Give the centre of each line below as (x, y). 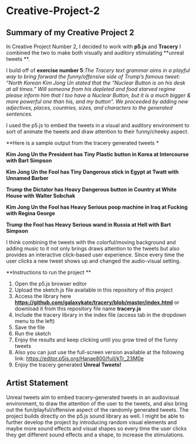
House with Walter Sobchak (41, 196)
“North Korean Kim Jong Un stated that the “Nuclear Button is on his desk (96, 83)
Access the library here (43, 296)
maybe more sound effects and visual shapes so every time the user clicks (96, 428)
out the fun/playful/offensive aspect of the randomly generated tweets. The (97, 409)
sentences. (19, 114)
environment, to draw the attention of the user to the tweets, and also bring (97, 404)
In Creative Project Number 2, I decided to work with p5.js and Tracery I (94, 46)
